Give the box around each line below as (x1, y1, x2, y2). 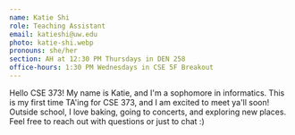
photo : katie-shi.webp (9, 38, 94, 47)
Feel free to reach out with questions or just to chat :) (9, 115, 205, 126)
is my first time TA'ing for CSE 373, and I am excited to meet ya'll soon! (9, 97, 270, 107)
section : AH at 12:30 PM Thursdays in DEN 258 (9, 55, 186, 63)
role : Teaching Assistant (9, 21, 105, 30)
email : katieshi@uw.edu (9, 30, 98, 38)
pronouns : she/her (9, 46, 78, 55)
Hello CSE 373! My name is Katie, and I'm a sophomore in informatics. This (9, 87, 285, 98)
